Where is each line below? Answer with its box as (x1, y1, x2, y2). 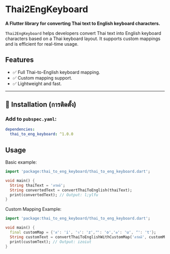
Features (5, 56, 34, 64)
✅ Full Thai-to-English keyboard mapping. (12, 69, 100, 75)
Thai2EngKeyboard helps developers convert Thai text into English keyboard (5, 30, 161, 36)
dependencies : (5, 127, 35, 132)
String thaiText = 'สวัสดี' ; (10, 183, 66, 188)
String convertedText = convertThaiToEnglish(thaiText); (10, 188, 133, 193)
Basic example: (5, 159, 37, 165)
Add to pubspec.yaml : (5, 116, 57, 123)
